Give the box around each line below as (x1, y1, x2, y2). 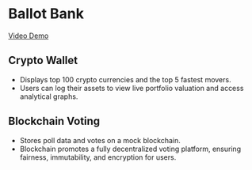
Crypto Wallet (8, 54, 78, 67)
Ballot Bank (8, 5, 85, 23)
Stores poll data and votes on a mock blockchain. (19, 135, 181, 145)
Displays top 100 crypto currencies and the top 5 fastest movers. (19, 74, 231, 84)
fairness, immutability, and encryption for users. (19, 152, 177, 162)
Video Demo (8, 31, 49, 40)
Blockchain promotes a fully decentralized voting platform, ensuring (19, 144, 242, 153)
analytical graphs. (19, 92, 78, 101)
